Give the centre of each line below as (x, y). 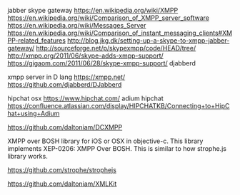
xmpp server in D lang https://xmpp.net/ (66, 77)
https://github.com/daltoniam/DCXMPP (65, 127)
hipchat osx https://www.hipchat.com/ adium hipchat (86, 98)
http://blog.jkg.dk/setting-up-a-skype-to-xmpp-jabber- (149, 41)
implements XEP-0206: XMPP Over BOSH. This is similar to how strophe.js (117, 148)
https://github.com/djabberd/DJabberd (65, 84)
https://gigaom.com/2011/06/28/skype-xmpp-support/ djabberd (102, 63)
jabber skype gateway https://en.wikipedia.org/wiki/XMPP (93, 10)
